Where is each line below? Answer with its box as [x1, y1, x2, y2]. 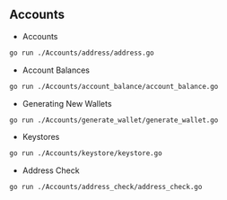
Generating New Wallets [22, 98, 112, 109]
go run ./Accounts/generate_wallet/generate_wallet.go [9, 116, 219, 125]
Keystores [22, 132, 60, 143]
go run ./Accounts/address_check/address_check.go [9, 183, 203, 192]
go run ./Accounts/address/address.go [9, 48, 154, 57]
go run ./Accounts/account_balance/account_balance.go [9, 82, 219, 91]
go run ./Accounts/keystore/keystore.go [9, 149, 163, 158]
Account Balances [22, 65, 91, 75]
